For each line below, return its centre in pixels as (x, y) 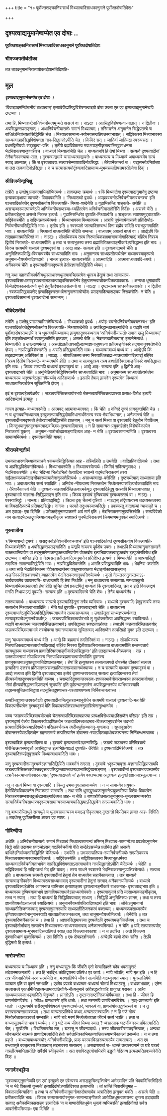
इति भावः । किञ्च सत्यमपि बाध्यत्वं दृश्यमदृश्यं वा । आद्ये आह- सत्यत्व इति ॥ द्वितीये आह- (74, 366)
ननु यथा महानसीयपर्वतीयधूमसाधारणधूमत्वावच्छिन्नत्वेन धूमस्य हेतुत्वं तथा (59, 275)
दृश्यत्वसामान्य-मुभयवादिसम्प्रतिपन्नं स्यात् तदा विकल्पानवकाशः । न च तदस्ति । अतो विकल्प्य (75, 931)
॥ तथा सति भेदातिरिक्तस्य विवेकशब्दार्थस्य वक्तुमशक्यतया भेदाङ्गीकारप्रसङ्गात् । (68, 569)
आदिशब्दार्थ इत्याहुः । (21, 399)
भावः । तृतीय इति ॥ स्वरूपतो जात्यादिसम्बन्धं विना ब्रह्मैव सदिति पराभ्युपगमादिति (98, 226)
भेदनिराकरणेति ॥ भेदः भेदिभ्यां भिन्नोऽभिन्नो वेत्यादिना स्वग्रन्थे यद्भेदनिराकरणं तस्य (66, 472)
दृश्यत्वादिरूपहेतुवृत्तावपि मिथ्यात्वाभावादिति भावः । (42, 754)
